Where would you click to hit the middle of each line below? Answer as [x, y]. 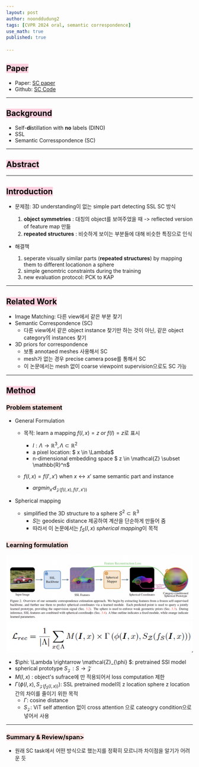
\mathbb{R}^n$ [51, 465]
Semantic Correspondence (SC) [54, 323]
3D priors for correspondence [51, 345]
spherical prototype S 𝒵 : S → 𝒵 [53, 669]
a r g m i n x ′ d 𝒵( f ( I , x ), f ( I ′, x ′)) [60, 488]
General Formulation [40, 421]
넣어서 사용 [36, 716]
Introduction [30, 191]
